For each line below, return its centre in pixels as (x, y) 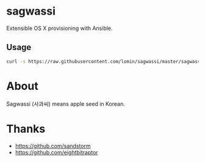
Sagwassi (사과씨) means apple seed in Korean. (66, 104)
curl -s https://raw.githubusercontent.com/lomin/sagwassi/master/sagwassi (105, 61)
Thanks (26, 129)
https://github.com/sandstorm (53, 145)
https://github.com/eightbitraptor (57, 152)
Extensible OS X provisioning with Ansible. (59, 28)
